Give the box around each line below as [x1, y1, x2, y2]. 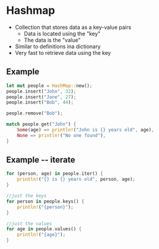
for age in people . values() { [6, 226, 82, 232]
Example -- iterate [6, 155, 76, 165]
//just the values [6, 221, 52, 227]
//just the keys [6, 193, 47, 199]
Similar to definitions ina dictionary [14, 43, 101, 50]
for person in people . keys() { [6, 198, 85, 204]
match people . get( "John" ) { [6, 121, 77, 127]
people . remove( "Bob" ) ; [6, 110, 63, 116]
